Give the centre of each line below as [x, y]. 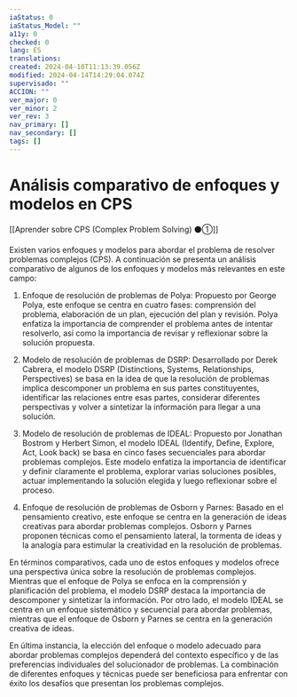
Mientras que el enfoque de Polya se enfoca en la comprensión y [128, 581]
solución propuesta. [59, 342]
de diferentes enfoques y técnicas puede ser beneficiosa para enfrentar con [148, 673]
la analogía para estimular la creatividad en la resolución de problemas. [152, 545]
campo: [23, 278]
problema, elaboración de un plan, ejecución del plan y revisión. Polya [150, 314]
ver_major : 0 [33, 100]
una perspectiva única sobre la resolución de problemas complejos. [133, 571]
